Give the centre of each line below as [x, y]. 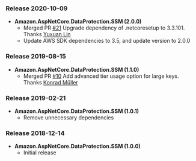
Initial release [40, 153]
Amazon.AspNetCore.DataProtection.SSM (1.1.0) [77, 69]
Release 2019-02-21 [36, 98]
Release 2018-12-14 [35, 133]
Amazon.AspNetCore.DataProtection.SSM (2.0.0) [78, 22]
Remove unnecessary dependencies [69, 117]
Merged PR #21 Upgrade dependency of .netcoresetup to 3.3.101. [104, 28]
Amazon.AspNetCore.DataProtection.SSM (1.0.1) [77, 111]
